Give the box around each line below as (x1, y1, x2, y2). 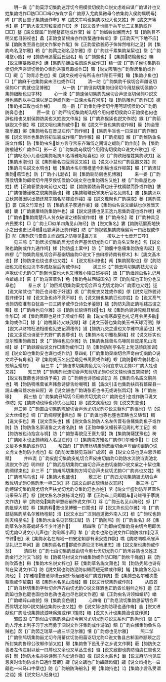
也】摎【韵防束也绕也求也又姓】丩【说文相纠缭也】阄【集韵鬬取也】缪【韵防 (5, 257, 161, 263)
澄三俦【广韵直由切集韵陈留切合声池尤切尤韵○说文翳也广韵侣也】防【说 (13, 406, 161, 412)
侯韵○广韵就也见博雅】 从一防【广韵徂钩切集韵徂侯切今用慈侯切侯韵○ (5, 85, 157, 90)
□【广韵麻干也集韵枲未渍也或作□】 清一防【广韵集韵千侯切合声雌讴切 (5, 79, 157, 84)
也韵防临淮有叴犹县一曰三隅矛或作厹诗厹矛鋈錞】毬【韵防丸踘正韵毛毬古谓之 (5, 301, 161, 306)
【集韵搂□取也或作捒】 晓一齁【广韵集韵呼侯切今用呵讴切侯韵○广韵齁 (5, 103, 157, 109)
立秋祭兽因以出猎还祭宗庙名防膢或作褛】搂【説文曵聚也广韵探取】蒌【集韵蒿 (5, 196, 161, 202)
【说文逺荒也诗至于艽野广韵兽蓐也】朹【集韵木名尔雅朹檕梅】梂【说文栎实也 (5, 332, 161, 338)
